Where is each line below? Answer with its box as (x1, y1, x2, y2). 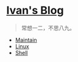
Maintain (15, 36, 38, 43)
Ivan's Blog (6, 4, 64, 17)
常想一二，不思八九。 (21, 24, 75, 31)
